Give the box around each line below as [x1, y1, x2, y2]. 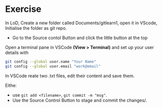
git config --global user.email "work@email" [5, 63, 101, 69]
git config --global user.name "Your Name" [5, 59, 97, 64]
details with [5, 50, 29, 55]
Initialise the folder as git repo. [5, 25, 67, 31]
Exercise [5, 3, 42, 15]
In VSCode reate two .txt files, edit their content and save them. [5, 73, 135, 79]
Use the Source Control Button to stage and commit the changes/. [12, 97, 147, 103]
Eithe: [5, 82, 17, 88]
